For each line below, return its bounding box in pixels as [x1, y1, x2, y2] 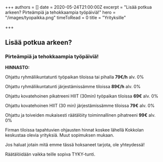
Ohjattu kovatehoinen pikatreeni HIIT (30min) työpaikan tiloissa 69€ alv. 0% [5, 93, 159, 99]
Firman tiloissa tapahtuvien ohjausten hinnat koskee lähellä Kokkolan [5, 127, 144, 132]
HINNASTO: [5, 64, 30, 70]
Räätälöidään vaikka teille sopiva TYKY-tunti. [5, 151, 96, 157]
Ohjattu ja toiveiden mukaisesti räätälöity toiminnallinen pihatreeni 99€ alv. [5, 112, 156, 118]
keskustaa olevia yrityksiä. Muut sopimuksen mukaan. [5, 132, 114, 138]
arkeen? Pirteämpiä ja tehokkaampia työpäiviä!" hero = [5, 9, 116, 15]
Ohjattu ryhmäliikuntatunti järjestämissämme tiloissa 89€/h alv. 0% [5, 83, 141, 89]
